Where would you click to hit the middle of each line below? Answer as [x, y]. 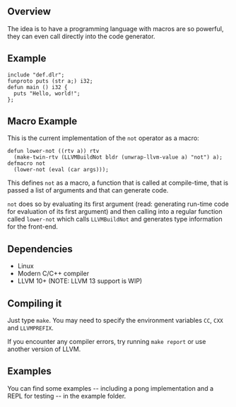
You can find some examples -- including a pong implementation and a [111, 388]
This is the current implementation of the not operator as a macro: [103, 138]
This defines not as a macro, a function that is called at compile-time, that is [118, 183]
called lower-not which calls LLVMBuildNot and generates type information [115, 219]
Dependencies [40, 249]
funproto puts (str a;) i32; [50, 81]
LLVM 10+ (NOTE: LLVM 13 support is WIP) [80, 281]
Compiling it [35, 303]
